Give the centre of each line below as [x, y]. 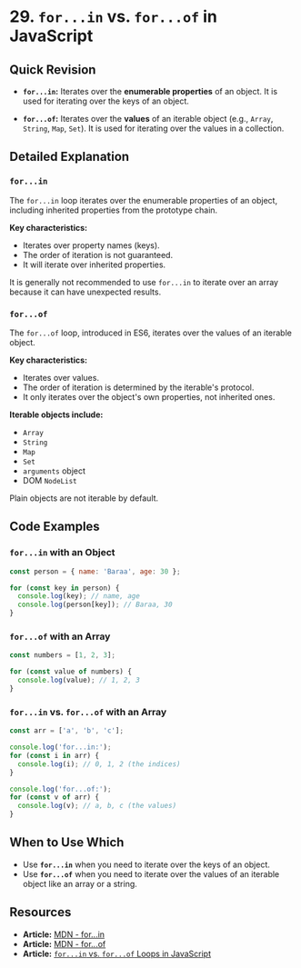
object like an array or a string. [80, 883]
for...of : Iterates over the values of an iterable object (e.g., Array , [148, 119]
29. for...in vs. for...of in [114, 17]
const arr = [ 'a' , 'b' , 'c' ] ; [67, 731]
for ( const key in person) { [65, 588]
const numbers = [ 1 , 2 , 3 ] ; [63, 655]
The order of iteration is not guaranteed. [98, 254]
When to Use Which [67, 843]
